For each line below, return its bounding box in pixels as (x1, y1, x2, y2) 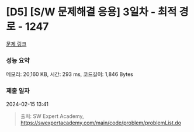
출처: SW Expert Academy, (20, 112, 84, 120)
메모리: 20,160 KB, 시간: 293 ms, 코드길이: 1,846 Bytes (6, 71, 133, 78)
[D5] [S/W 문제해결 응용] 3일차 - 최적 (6, 5, 177, 19)
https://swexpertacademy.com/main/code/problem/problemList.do (20, 119, 182, 126)
